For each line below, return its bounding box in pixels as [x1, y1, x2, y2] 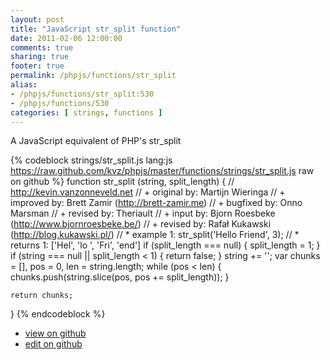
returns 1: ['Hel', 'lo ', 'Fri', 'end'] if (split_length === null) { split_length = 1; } [10, 239, 321, 251]
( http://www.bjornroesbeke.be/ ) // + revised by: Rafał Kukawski [10, 218, 272, 230]
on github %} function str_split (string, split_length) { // [10, 176, 235, 188]
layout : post [10, 14, 65, 25]
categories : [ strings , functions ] [10, 107, 163, 118]
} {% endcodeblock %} [10, 308, 106, 320]
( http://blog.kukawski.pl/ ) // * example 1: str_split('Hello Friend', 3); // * [10, 229, 300, 241]
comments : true [10, 42, 74, 53]
